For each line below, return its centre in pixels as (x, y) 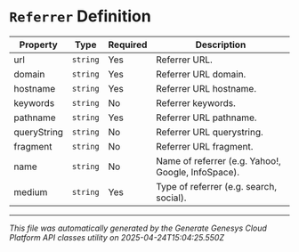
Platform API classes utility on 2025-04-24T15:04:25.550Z (117, 237)
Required (128, 45)
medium (31, 191)
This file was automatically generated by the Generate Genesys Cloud (138, 228)
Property (38, 45)
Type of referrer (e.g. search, (216, 186)
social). (171, 198)
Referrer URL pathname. (206, 118)
